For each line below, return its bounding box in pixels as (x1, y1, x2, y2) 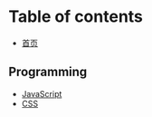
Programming (8, 64, 88, 80)
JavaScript (21, 88, 62, 99)
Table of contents (8, 6, 144, 27)
